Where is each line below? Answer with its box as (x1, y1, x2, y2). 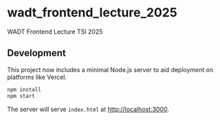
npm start (7, 93, 36, 99)
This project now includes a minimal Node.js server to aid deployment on (7, 65, 214, 73)
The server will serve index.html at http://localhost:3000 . (7, 105, 170, 113)
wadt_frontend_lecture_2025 (7, 5, 177, 21)
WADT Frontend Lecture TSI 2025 (7, 27, 103, 36)
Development (7, 47, 67, 59)
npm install (7, 86, 41, 93)
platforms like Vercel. (7, 73, 67, 81)
